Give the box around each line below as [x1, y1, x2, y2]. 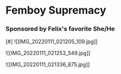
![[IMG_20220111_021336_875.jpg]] [5, 61, 90, 68]
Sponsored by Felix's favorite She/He [5, 25, 115, 33]
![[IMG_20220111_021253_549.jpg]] [5, 50, 91, 57]
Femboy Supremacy [5, 4, 107, 17]
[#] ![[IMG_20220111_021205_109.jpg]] [5, 38, 98, 45]
